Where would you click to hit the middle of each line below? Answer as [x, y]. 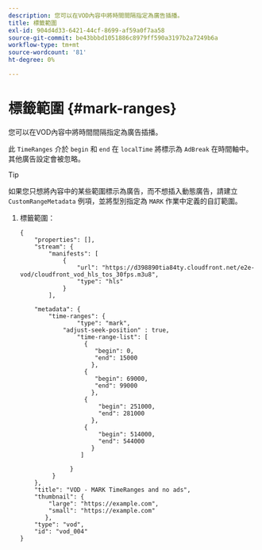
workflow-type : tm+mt [44, 45]
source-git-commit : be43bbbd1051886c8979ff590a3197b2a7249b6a [113, 38]
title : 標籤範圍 [33, 23]
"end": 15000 [116, 358]
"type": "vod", [60, 525]
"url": [88, 267]
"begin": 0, [114, 351]
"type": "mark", [104, 323]
